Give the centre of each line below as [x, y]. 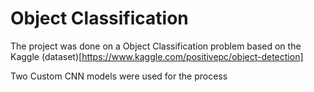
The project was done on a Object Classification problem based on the [156, 46]
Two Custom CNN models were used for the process [119, 76]
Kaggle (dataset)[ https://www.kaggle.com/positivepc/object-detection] [157, 56]
